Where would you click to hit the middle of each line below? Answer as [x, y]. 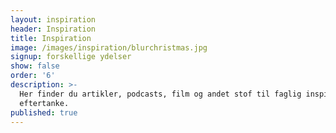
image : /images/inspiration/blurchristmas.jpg [109, 47]
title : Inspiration [51, 38]
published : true [44, 112]
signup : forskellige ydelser [71, 57]
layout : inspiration [53, 19]
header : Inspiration [53, 29]
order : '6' [33, 76]
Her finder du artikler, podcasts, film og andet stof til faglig [160, 94]
